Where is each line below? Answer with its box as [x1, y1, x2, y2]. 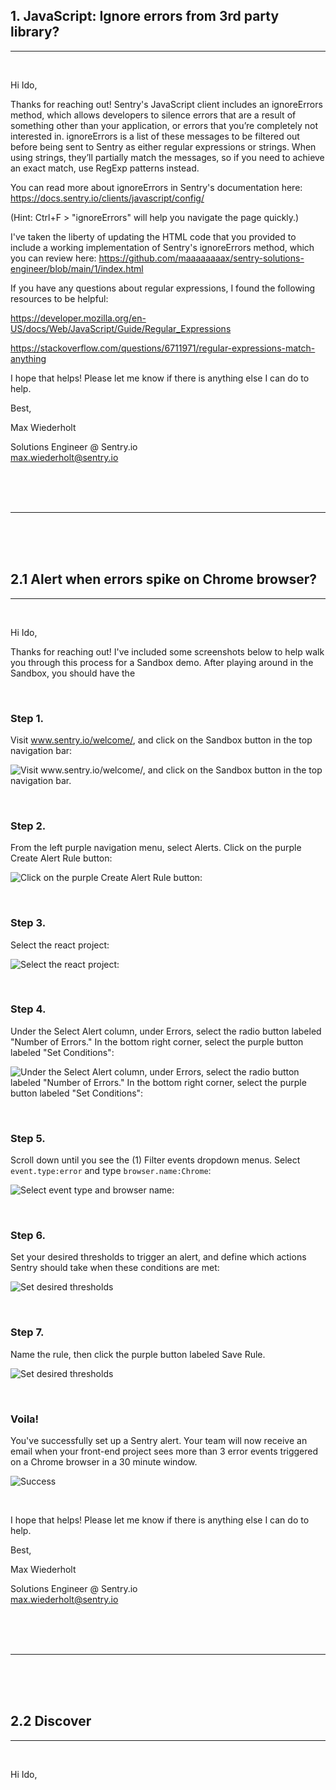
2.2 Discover [10, 1713, 92, 1730]
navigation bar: [10, 744, 73, 756]
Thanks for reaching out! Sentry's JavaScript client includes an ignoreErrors [10, 98, 323, 110]
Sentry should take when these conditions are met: [10, 1262, 220, 1274]
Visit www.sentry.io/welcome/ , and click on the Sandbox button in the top [10, 734, 313, 746]
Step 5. [10, 1131, 46, 1145]
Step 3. [10, 916, 47, 930]
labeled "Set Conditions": [10, 1046, 115, 1058]
